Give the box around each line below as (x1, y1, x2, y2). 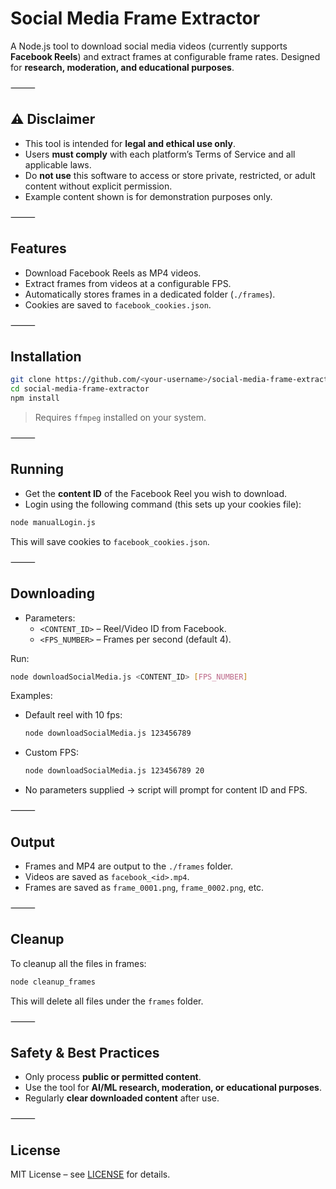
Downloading (10, 585, 95, 602)
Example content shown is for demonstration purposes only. (24, 190, 273, 202)
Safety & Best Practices (10, 1045, 160, 1062)
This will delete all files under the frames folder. (10, 995, 204, 1007)
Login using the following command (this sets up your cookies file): (24, 498, 302, 510)
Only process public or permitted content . (24, 1071, 202, 1083)
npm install (10, 393, 60, 404)
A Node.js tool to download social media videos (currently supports (10, 40, 288, 52)
